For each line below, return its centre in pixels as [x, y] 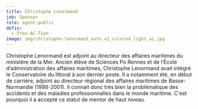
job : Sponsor [22, 17]
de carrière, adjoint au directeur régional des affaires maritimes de [87, 81]
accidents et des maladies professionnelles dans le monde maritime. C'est [97, 93]
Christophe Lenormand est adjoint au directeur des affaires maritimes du [95, 56]
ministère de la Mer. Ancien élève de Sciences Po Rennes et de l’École [92, 62]
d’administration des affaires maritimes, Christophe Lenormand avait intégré [98, 68]
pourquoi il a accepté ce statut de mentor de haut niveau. [76, 100]
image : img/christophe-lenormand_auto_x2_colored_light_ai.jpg [86, 39]
